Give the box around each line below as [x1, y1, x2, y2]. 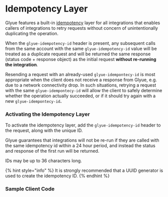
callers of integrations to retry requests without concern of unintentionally [5, 25, 158, 31]
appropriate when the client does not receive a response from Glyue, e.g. [5, 77, 157, 83]
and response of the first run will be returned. [5, 148, 100, 154]
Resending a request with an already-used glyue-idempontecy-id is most [5, 71, 155, 77]
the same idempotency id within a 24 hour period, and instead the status [5, 143, 156, 149]
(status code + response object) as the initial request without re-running [5, 56, 157, 62]
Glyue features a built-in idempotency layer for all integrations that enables [5, 20, 160, 26]
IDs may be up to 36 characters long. [5, 158, 82, 164]
